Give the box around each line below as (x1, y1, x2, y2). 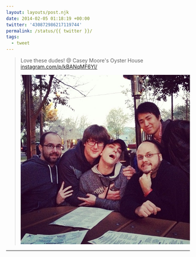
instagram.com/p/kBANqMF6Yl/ (20, 63, 97, 70)
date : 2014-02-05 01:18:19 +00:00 (6, 15, 90, 22)
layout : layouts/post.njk (6, 9, 69, 15)
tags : (6, 34, 19, 40)
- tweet (11, 40, 30, 46)
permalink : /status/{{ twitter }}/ (6, 28, 93, 34)
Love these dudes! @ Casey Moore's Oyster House (20, 57, 143, 64)
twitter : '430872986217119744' (6, 22, 82, 27)
